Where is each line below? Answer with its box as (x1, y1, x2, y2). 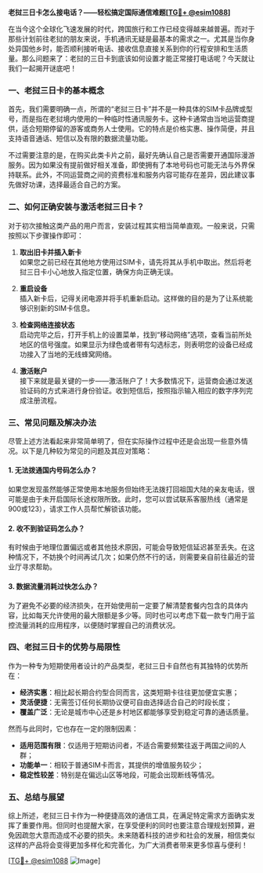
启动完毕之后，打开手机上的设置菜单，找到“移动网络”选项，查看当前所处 (19, 330, 253, 339)
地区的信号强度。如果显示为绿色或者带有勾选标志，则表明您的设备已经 (19, 339, 247, 349)
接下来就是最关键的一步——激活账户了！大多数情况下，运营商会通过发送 (19, 376, 253, 385)
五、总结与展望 (8, 791, 65, 802)
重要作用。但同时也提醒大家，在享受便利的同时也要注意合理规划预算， (21, 820, 248, 831)
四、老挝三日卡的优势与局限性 (8, 641, 121, 652)
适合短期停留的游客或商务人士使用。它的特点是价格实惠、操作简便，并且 (21, 124, 255, 133)
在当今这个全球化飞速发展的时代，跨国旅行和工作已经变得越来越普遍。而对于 (8, 24, 255, 34)
